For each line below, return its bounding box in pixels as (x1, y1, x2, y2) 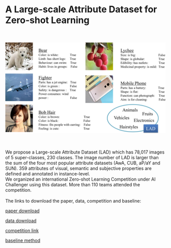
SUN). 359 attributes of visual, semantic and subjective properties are (5, 165, 152, 171)
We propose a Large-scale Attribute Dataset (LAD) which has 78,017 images (5, 149, 165, 155)
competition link (5, 228, 39, 234)
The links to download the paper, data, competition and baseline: (5, 198, 141, 204)
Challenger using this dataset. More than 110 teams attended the (5, 182, 140, 188)
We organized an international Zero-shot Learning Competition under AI (5, 176, 156, 182)
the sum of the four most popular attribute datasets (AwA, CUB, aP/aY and (5, 160, 160, 166)
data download (5, 218, 37, 224)
